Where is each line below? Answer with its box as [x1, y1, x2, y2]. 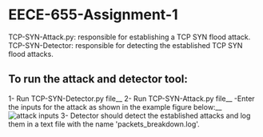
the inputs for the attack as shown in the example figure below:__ [8, 102, 222, 111]
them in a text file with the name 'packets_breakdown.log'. [8, 119, 200, 129]
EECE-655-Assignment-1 [8, 6, 178, 24]
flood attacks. [8, 49, 54, 58]
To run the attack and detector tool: [8, 72, 188, 86]
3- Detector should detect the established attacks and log [60, 111, 251, 120]
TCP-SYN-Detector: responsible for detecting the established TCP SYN [8, 40, 243, 50]
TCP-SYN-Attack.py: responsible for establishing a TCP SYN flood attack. [8, 32, 251, 42]
